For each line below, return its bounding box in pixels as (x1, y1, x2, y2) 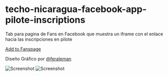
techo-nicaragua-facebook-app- (5, 4, 147, 15)
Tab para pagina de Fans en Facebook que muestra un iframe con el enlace (5, 31, 163, 37)
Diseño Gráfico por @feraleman (5, 55, 72, 61)
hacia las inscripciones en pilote (5, 36, 73, 42)
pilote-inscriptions (5, 14, 85, 26)
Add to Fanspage (5, 46, 42, 52)
